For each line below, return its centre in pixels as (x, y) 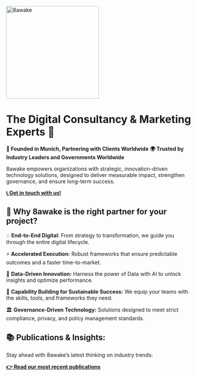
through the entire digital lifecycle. (48, 242)
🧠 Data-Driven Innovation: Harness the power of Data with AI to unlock (94, 274)
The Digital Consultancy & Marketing (99, 119)
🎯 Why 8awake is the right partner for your (87, 212)
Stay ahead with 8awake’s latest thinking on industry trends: (80, 355)
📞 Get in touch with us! (34, 192)
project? (22, 221)
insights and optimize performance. (50, 280)
